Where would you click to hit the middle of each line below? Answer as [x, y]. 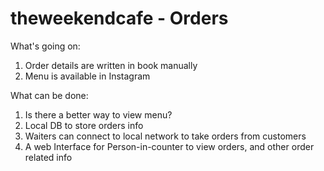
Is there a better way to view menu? [98, 114]
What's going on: [45, 46]
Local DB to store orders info [84, 125]
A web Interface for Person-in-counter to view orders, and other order [169, 146]
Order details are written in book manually [111, 65]
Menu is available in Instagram [87, 76]
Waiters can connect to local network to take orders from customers [165, 136]
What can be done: [49, 95]
